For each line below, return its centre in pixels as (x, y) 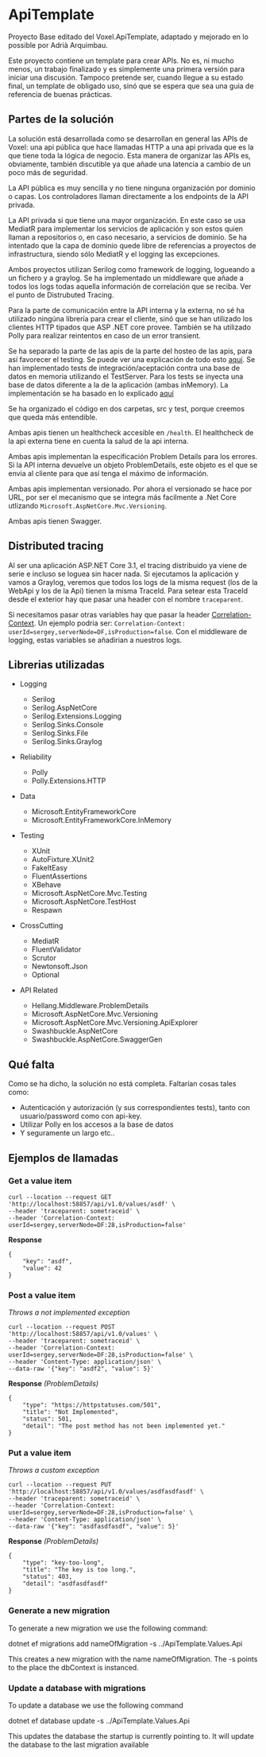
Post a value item (42, 1295)
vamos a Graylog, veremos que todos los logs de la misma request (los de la (133, 582)
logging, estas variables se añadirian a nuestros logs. (95, 640)
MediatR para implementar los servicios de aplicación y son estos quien (126, 228)
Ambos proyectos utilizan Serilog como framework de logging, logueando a (132, 269)
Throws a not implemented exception (69, 1313)
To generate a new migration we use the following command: (108, 1628)
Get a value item (40, 1181)
